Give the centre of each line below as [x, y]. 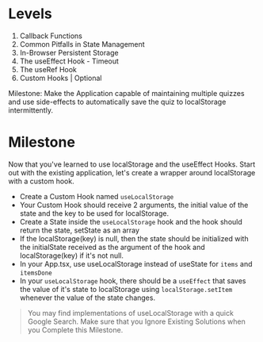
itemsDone [36, 273]
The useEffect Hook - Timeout [69, 61]
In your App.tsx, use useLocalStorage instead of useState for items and [136, 263]
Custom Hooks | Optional [61, 78]
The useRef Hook [48, 69]
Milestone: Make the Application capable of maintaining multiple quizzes [126, 93]
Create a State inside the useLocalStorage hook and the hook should [131, 221]
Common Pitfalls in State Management [82, 44]
